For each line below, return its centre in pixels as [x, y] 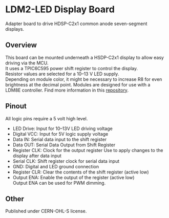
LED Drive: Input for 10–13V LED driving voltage [62, 128]
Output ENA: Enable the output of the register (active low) [73, 177]
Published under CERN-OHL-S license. [46, 211]
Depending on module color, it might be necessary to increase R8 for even [84, 79]
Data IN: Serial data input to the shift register [59, 139]
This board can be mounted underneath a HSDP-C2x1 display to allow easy [84, 57]
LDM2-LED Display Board [60, 9]
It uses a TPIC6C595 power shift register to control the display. [72, 68]
